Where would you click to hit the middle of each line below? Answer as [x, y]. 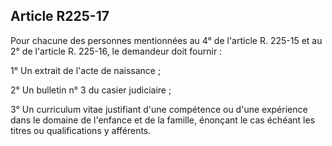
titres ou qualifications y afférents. [81, 130]
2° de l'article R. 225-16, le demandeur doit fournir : [116, 51]
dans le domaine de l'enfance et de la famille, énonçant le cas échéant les [163, 120]
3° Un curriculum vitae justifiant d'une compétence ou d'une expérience [159, 109]
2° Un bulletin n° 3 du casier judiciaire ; [91, 90]
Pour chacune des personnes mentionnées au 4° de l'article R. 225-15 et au [166, 40]
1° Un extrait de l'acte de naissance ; [86, 70]
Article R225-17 [60, 16]
